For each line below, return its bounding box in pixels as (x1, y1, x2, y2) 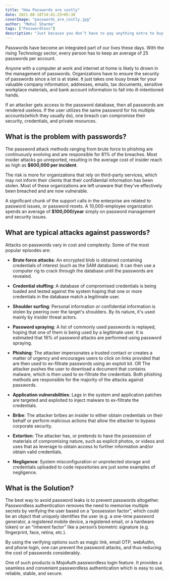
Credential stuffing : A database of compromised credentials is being (12, 283, 156, 289)
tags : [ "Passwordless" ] (5, 26, 55, 31)
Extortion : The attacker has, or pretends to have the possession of (12, 433, 151, 439)
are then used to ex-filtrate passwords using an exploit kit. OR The (12, 360, 150, 366)
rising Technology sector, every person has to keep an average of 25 (5, 50, 149, 56)
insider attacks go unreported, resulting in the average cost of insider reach (5, 156, 162, 163)
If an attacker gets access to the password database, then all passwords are (5, 102, 164, 108)
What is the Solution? (5, 484, 74, 493)
